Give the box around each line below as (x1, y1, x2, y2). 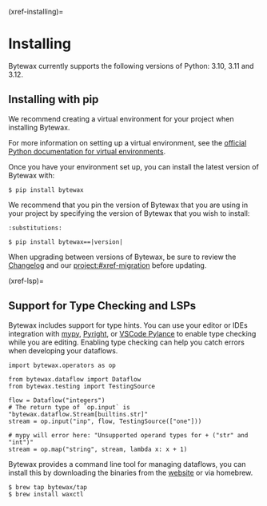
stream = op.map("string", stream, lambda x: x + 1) (8, 445, 188, 453)
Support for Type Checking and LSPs (8, 299, 197, 313)
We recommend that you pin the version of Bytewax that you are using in (8, 200, 249, 209)
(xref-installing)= (8, 7, 64, 16)
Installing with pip (8, 93, 99, 106)
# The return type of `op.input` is (8, 403, 130, 411)
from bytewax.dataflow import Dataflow (8, 375, 141, 383)
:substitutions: (8, 224, 62, 232)
